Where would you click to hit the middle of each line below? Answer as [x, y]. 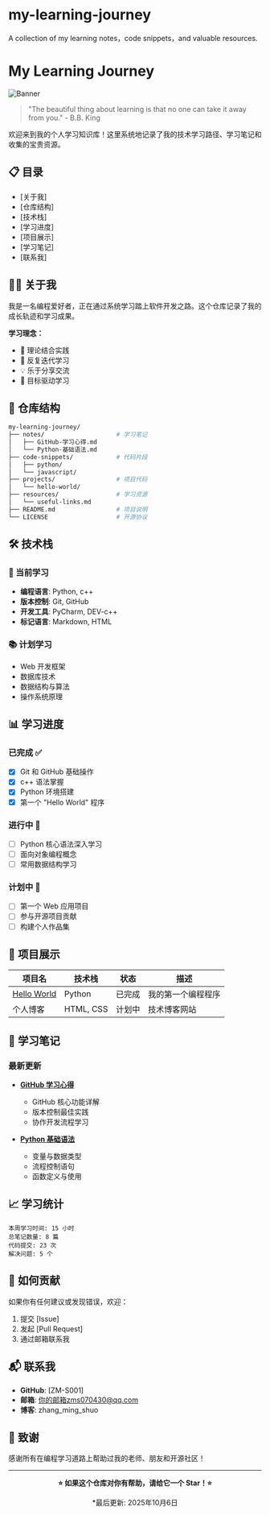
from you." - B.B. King [64, 118]
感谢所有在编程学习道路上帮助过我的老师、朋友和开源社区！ [107, 1459]
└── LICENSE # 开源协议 [78, 517]
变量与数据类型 [57, 1157]
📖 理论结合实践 [45, 350]
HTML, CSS [86, 1009]
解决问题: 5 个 [31, 1254]
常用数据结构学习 [48, 864]
